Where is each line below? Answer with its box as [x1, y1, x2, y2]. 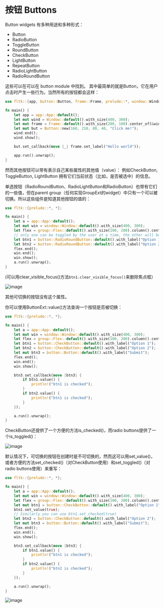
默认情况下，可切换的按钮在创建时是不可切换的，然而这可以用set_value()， [5, 454, 155, 460]
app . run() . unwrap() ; [14, 153, 56, 158]
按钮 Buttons [5, 4, 57, 16]
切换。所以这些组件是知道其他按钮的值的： [5, 195, 91, 201]
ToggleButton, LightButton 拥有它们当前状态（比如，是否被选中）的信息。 [5, 173, 153, 179]
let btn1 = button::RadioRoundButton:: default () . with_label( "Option [14, 237, 156, 242]
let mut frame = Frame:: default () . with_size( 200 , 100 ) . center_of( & [14, 122, 154, 126]
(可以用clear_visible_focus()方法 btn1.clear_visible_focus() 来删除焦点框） [5, 274, 156, 280]
